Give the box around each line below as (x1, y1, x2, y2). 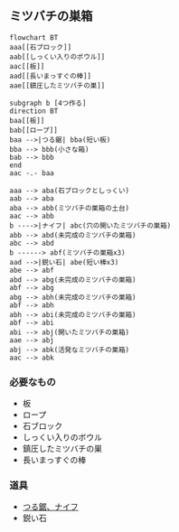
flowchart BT (9, 33, 59, 42)
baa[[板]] (9, 116, 45, 125)
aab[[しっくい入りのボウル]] (9, 52, 106, 61)
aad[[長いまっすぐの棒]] (9, 71, 92, 80)
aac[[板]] (9, 61, 45, 70)
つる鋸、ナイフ (22, 501, 79, 512)
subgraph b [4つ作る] (9, 98, 87, 107)
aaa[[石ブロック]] (9, 42, 72, 51)
